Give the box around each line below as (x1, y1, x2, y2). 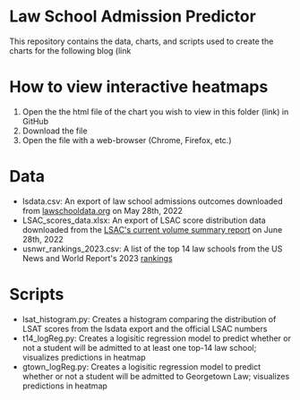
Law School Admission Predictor (9, 6, 257, 27)
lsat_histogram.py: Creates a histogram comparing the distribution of (21, 313, 277, 324)
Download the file (21, 125, 88, 136)
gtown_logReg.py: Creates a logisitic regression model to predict (21, 361, 261, 372)
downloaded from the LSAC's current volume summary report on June (21, 224, 283, 234)
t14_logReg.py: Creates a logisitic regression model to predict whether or (21, 333, 291, 344)
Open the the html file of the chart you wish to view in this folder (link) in (21, 106, 289, 117)
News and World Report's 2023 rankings (21, 252, 173, 263)
